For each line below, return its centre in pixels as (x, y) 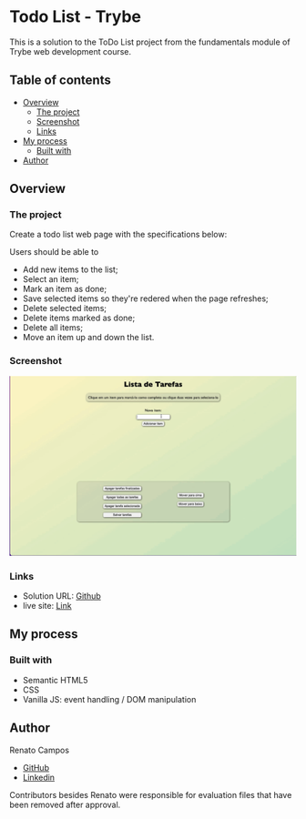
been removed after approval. (65, 804)
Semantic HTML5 (55, 680)
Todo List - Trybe (76, 17)
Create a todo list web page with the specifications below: (118, 235)
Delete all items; (53, 328)
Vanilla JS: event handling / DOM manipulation (109, 699)
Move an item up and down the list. (88, 338)
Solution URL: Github (62, 596)
